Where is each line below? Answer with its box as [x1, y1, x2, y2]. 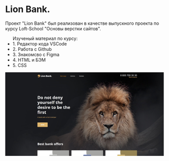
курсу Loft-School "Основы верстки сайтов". [5, 25, 102, 31]
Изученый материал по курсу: [12, 35, 78, 41]
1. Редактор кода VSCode [12, 40, 67, 46]
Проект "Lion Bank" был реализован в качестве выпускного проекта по [5, 20, 159, 26]
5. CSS [12, 62, 27, 68]
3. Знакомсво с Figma [12, 51, 59, 58]
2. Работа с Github [12, 46, 52, 52]
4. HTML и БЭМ [12, 57, 46, 63]
